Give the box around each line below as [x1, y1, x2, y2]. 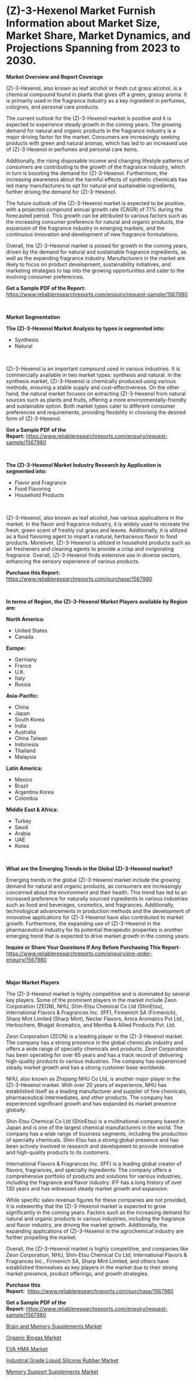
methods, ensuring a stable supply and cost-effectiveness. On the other [6, 384, 180, 391]
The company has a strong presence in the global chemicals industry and [6, 1039, 183, 1046]
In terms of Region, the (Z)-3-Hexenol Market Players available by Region [6, 598, 188, 605]
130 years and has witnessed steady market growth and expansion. [6, 1185, 169, 1192]
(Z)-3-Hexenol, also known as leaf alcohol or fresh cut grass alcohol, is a [6, 84, 182, 91]
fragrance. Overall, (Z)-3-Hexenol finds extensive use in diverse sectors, [6, 551, 181, 558]
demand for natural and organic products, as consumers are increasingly [6, 882, 182, 889]
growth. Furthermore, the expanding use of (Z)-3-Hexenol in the [6, 920, 161, 927]
